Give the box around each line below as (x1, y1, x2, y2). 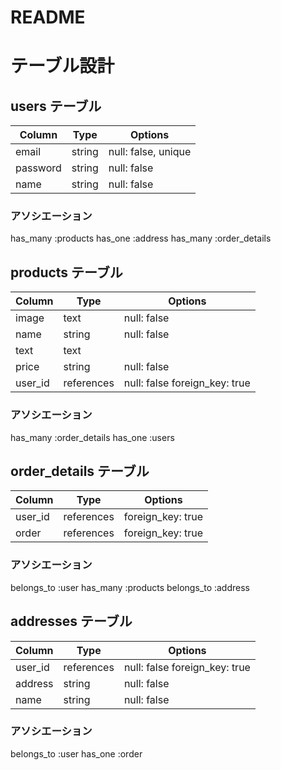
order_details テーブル (10, 462, 150, 480)
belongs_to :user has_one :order (10, 747, 143, 760)
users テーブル (10, 97, 102, 115)
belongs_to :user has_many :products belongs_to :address (10, 581, 250, 593)
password (15, 161, 62, 175)
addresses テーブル (10, 613, 133, 630)
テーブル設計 (10, 55, 115, 78)
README (10, 6, 86, 29)
